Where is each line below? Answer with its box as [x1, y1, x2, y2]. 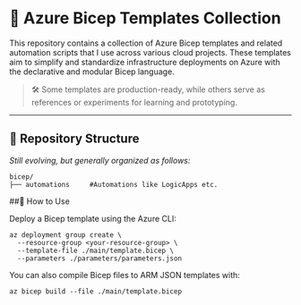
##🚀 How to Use [9, 196, 70, 207]
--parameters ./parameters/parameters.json [17, 254, 182, 263]
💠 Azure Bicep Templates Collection [9, 8, 281, 29]
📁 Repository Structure [9, 131, 140, 147]
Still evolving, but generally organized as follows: [9, 155, 191, 165]
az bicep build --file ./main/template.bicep [9, 286, 182, 296]
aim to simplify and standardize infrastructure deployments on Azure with [9, 56, 280, 67]
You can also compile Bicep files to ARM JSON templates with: [9, 269, 240, 280]
